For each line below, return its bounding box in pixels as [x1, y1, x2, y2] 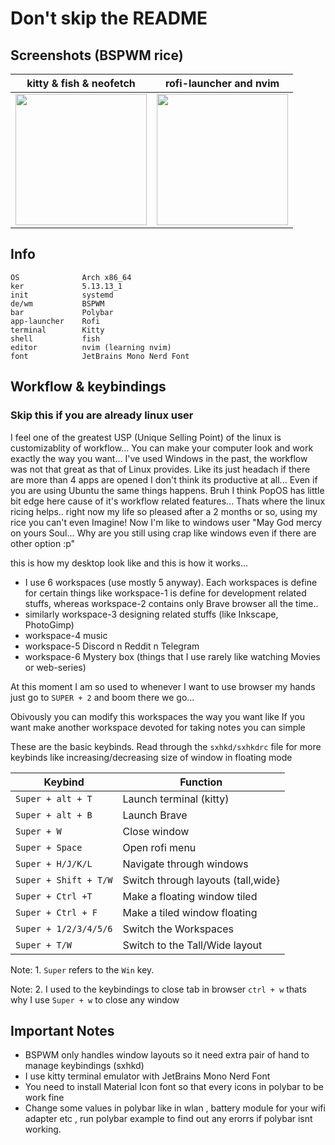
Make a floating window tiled [122, 889, 258, 903]
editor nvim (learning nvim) [10, 342, 172, 352]
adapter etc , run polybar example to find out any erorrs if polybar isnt [24, 1113, 313, 1125]
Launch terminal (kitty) [122, 792, 230, 806]
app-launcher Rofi [10, 316, 101, 326]
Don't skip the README [10, 7, 208, 30]
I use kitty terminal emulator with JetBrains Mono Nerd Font [24, 1070, 271, 1082]
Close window [122, 824, 190, 838]
